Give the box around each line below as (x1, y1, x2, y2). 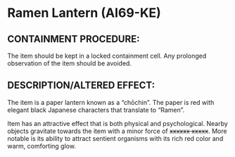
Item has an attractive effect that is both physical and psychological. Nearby (7, 119, 229, 127)
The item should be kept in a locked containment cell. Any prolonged (7, 51, 207, 60)
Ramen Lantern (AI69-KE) (7, 5, 162, 21)
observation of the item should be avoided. (7, 59, 132, 68)
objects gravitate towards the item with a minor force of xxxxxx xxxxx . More (7, 127, 227, 135)
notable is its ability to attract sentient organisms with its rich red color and (7, 134, 224, 142)
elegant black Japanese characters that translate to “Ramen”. (7, 106, 185, 114)
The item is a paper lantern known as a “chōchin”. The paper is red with (7, 98, 215, 106)
